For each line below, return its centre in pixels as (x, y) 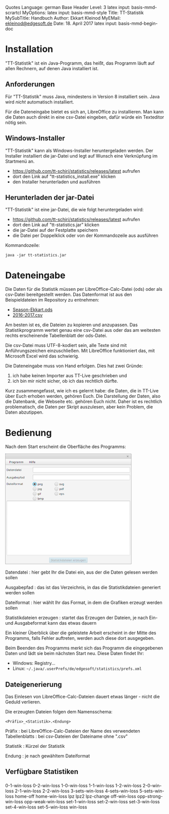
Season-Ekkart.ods (33, 310)
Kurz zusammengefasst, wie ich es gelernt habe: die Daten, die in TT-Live (82, 391)
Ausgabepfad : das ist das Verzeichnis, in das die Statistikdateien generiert (83, 587)
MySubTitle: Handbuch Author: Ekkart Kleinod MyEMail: (63, 18)
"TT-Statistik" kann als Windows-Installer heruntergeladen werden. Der (79, 150)
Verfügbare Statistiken (42, 772)
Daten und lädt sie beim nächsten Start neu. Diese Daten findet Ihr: (75, 653)
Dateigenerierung (34, 684)
